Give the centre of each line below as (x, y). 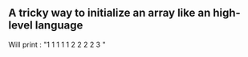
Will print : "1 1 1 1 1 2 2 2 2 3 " (57, 44)
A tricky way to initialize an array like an (110, 13)
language (59, 26)
